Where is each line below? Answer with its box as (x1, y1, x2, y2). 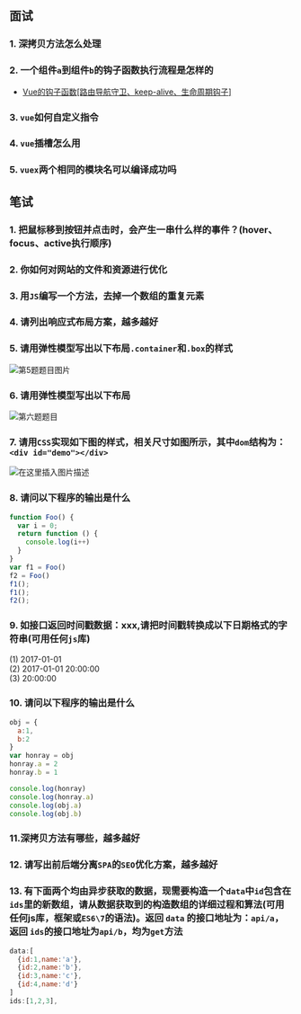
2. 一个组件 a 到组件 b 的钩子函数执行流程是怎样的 (9, 64, 214, 76)
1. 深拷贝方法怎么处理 (9, 38, 102, 50)
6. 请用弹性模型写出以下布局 (9, 389, 131, 402)
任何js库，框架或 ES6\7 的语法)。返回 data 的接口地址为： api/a (9, 912, 275, 924)
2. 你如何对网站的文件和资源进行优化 (9, 263, 168, 276)
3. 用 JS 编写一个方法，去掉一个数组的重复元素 (9, 289, 205, 302)
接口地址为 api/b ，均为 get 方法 (53, 925, 183, 938)
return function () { (17, 529, 99, 538)
